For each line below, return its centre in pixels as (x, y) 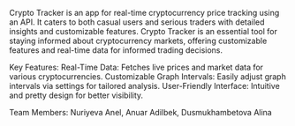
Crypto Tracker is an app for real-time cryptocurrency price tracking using (144, 13)
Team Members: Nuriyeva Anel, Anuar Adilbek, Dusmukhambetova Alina (140, 112)
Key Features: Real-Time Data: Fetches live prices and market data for (136, 67)
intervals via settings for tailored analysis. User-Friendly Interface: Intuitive (144, 86)
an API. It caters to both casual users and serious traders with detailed (137, 22)
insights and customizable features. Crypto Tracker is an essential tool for (144, 31)
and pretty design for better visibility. (76, 95)
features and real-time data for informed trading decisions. (116, 50)
